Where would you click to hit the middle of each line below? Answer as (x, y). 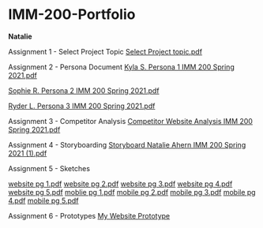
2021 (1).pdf (28, 153)
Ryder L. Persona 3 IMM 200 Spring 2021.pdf (82, 106)
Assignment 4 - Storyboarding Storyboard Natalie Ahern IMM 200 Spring (127, 144)
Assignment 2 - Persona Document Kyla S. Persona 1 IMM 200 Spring (121, 67)
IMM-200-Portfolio (72, 15)
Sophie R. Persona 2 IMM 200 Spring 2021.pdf (84, 90)
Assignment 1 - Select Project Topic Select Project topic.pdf (105, 51)
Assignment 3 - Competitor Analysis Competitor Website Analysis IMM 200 (130, 121)
